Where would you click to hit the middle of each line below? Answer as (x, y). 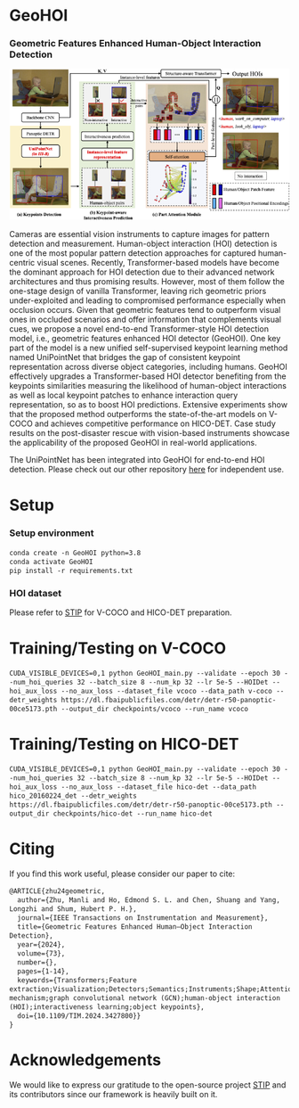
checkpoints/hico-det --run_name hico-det (133, 813)
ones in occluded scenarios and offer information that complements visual (145, 320)
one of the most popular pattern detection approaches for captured (133, 253)
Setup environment (52, 533)
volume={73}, (41, 953)
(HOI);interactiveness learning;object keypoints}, (107, 1007)
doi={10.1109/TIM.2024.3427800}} (79, 1016)
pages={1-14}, (43, 971)
